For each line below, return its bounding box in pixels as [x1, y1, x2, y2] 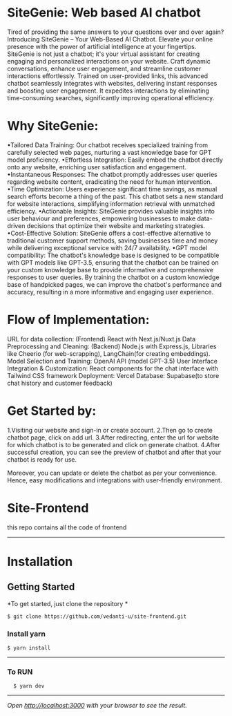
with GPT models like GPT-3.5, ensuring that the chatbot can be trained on [7, 258, 219, 267]
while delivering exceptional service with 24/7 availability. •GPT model [7, 243, 208, 252]
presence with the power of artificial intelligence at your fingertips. [7, 42, 197, 50]
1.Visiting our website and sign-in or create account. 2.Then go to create [7, 426, 213, 434]
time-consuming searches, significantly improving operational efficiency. [7, 93, 215, 102]
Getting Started [7, 581, 75, 593]
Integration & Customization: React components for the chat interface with [7, 364, 219, 373]
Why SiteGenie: [7, 118, 99, 134]
